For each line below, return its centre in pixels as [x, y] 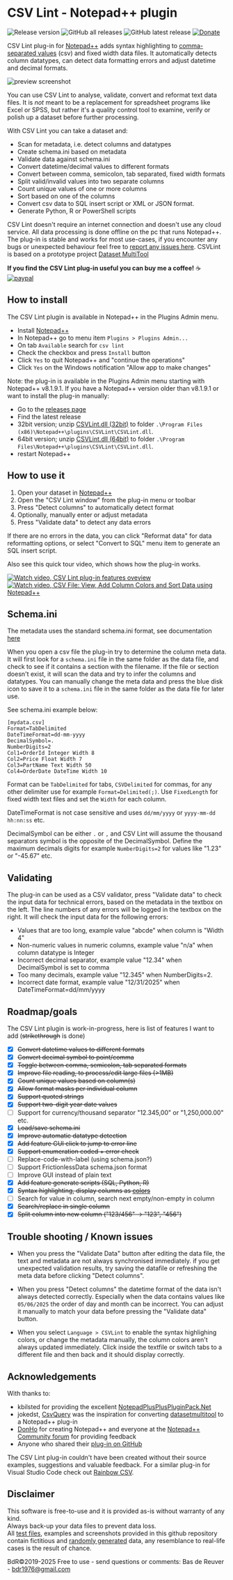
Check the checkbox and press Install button [84, 352]
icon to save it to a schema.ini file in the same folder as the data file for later [116, 689]
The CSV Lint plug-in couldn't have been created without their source [107, 1457]
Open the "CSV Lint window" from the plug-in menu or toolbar [106, 499]
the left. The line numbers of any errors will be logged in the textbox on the [114, 910]
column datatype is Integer [56, 953]
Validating [30, 878]
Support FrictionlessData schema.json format [82, 1167]
